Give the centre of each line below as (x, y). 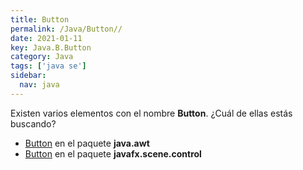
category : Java (42, 57)
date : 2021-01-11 (46, 38)
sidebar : (28, 76)
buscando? (33, 123)
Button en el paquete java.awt (87, 143)
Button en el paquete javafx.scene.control (113, 153)
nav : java (39, 85)
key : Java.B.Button (51, 47)
